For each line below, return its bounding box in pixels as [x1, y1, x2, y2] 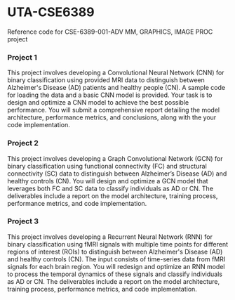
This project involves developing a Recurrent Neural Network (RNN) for [7, 233, 213, 241]
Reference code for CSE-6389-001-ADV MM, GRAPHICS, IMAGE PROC [7, 27, 213, 36]
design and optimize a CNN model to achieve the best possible [7, 98, 189, 107]
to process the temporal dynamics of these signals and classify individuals [7, 270, 223, 278]
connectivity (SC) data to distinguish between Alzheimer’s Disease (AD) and [7, 169, 227, 178]
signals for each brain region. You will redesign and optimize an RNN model [7, 262, 225, 270]
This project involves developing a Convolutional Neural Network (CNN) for [7, 68, 224, 77]
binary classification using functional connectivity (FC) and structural [7, 162, 207, 170]
